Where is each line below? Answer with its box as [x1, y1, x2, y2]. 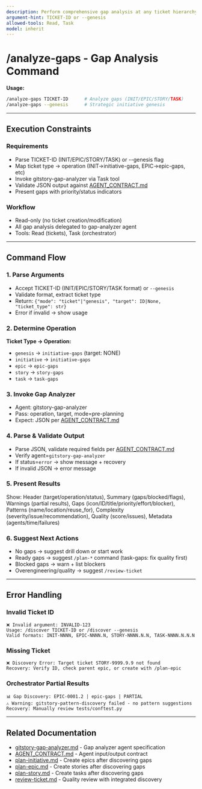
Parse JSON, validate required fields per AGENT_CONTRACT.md [14, 445, 175, 452]
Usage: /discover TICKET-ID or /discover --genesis [6, 627, 138, 633]
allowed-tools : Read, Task [6, 20, 74, 26]
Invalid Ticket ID [6, 608, 54, 616]
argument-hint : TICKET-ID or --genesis [6, 14, 106, 21]
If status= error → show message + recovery [14, 458, 126, 465]
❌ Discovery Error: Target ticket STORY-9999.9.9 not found [6, 660, 161, 667]
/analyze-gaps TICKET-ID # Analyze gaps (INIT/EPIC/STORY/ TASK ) [6, 96, 185, 103]
